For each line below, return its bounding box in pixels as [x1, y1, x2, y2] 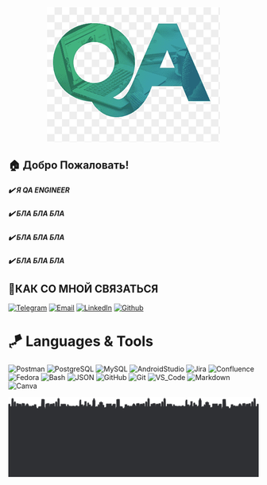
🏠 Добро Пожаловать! [8, 158, 130, 173]
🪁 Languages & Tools [8, 332, 153, 351]
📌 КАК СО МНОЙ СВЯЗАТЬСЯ [8, 281, 159, 296]
